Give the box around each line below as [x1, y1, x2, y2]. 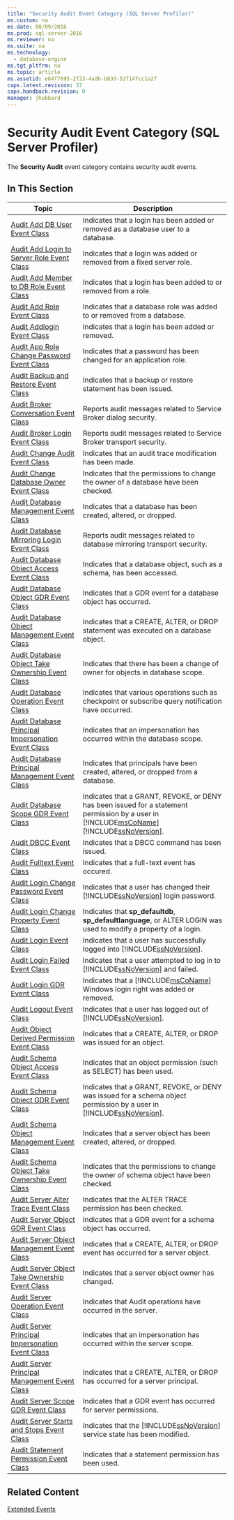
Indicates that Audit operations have [82, 1297, 201, 1306]
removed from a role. [82, 286, 151, 295]
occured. [82, 866, 113, 876]
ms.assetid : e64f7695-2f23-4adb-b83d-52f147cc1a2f [7, 75, 157, 82]
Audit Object [10, 1024, 52, 1034]
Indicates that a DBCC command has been [82, 837, 221, 847]
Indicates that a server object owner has [82, 1268, 214, 1278]
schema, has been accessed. [82, 568, 178, 577]
